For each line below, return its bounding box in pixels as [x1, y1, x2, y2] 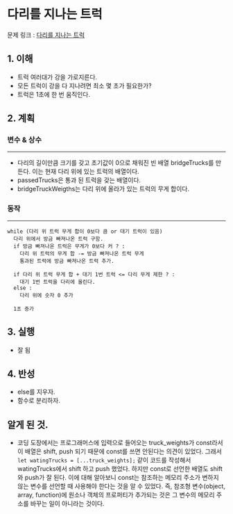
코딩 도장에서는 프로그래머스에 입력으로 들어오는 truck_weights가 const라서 [17, 439, 223, 447]
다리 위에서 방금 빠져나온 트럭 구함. [13, 235, 104, 242]
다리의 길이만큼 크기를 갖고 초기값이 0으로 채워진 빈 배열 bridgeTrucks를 [17, 159, 214, 167]
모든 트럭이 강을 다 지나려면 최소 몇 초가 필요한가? [17, 81, 152, 90]
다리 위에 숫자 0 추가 [19, 291, 74, 299]
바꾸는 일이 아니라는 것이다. [30, 499, 105, 508]
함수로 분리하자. [17, 396, 60, 405]
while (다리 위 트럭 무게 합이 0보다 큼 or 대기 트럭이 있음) [7, 227, 163, 235]
